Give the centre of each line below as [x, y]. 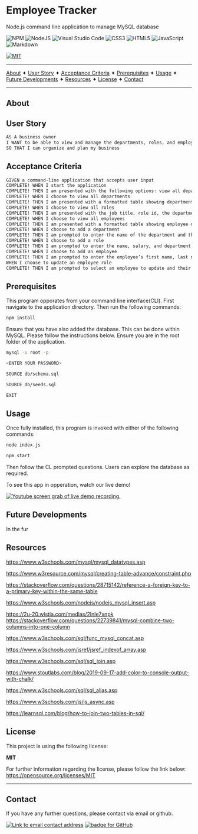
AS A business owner [32, 137]
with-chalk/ [20, 678]
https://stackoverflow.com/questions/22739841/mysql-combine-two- [90, 620]
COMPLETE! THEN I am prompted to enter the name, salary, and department [99, 246]
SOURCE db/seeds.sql [32, 384]
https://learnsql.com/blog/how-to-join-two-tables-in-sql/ [75, 713]
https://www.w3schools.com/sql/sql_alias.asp [62, 690]
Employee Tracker [52, 10]
